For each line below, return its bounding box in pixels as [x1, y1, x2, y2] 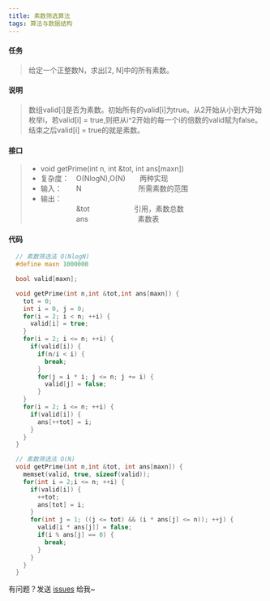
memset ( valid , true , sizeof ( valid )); [23, 470, 151, 479]
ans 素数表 [75, 214, 160, 224]
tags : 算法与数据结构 [8, 19, 73, 28]
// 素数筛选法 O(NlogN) [15, 253, 90, 261]
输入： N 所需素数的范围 [40, 184, 189, 193]
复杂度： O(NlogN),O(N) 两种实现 [40, 174, 169, 184]
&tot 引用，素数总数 [75, 204, 184, 214]
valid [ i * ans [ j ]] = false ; [37, 523, 132, 532]
